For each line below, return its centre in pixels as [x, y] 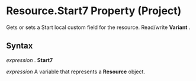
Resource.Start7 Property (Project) [94, 11]
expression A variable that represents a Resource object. [75, 72]
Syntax [20, 46]
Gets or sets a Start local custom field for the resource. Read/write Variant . [98, 27]
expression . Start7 [30, 60]
